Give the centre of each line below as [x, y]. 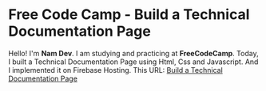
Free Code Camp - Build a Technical [129, 15]
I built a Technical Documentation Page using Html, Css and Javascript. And [133, 62]
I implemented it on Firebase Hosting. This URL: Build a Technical [116, 70]
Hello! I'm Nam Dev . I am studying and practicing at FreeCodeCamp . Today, [133, 53]
